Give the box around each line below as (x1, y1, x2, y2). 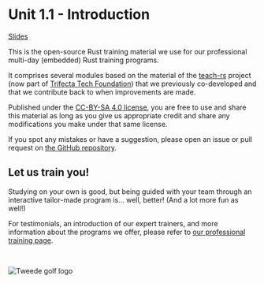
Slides (8, 32, 28, 41)
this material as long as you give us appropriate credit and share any (8, 110, 230, 120)
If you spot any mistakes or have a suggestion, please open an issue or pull (8, 134, 252, 143)
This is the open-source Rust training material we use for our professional (8, 47, 247, 56)
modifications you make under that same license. (8, 119, 168, 128)
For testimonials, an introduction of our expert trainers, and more (8, 218, 218, 228)
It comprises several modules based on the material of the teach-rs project (8, 70, 251, 80)
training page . (8, 235, 54, 245)
